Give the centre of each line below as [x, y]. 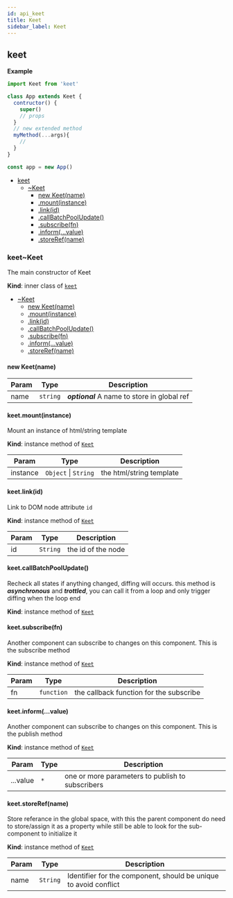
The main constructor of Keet [49, 272]
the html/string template [140, 473]
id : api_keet [26, 14]
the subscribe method [39, 650]
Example [20, 71]
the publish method [35, 734]
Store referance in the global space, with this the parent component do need [116, 819]
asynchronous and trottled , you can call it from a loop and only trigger [109, 591]
